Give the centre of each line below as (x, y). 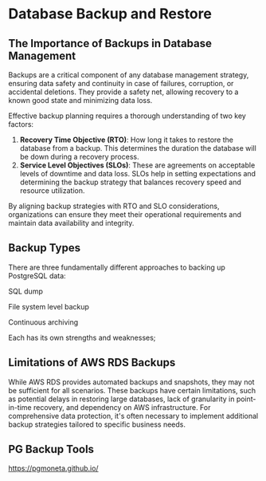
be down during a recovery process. (79, 157)
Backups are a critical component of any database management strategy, (129, 75)
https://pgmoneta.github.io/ (53, 468)
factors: (21, 124)
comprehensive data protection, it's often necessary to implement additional (133, 416)
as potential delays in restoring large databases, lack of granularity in (121, 399)
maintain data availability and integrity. (71, 223)
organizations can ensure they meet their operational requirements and (125, 215)
